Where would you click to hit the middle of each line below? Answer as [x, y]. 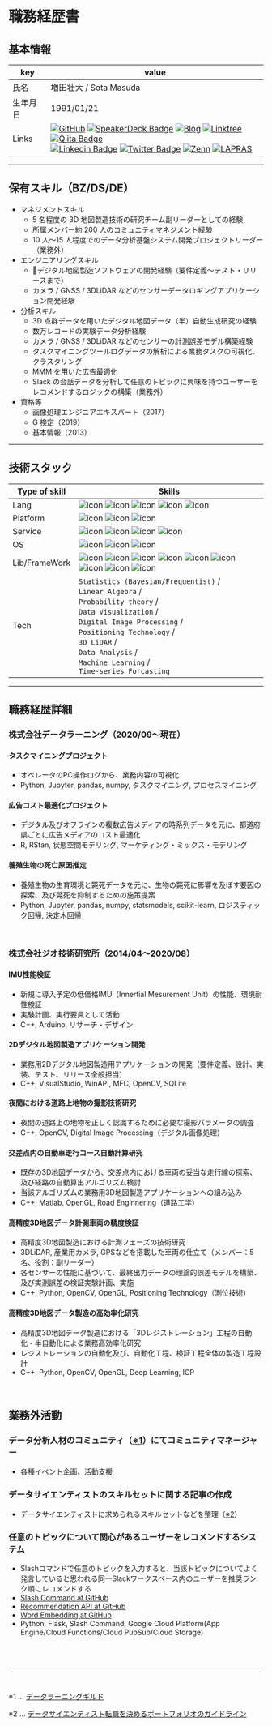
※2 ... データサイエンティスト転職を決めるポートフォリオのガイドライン [127, 1713]
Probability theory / [118, 601]
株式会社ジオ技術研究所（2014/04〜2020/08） [102, 953]
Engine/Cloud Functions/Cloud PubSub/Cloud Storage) [112, 1632]
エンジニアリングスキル [59, 259]
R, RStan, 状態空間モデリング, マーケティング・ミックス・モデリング [134, 845]
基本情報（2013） [62, 432]
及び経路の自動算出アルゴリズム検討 [81, 1182]
